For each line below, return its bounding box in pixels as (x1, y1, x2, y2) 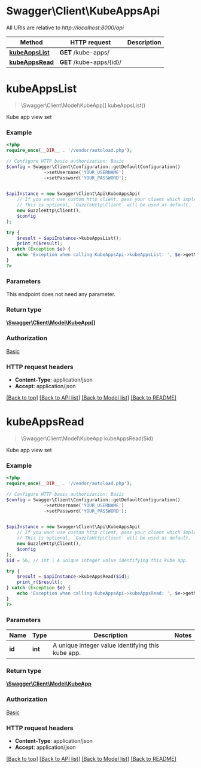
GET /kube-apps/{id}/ (59, 58, 121, 66)
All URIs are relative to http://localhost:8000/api (6, 24, 124, 31)
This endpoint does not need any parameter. (6, 291, 115, 298)
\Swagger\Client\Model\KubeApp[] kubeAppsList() (20, 102, 145, 109)
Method (20, 38, 43, 46)
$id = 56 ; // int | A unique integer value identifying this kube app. (6, 557, 188, 563)
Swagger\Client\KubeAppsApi (6, 4, 160, 18)
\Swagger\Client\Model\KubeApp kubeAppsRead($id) (20, 435, 154, 442)
